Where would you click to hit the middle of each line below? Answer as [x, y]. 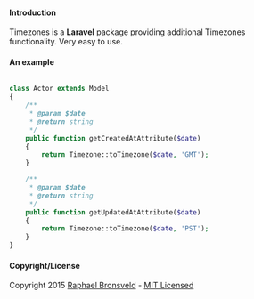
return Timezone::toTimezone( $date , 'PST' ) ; [125, 229]
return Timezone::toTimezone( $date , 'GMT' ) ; [125, 155]
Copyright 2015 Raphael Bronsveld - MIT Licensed [102, 286]
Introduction [33, 12]
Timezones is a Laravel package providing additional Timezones [127, 32]
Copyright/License [45, 265]
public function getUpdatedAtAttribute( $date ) [113, 212]
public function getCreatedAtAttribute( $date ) [113, 138]
